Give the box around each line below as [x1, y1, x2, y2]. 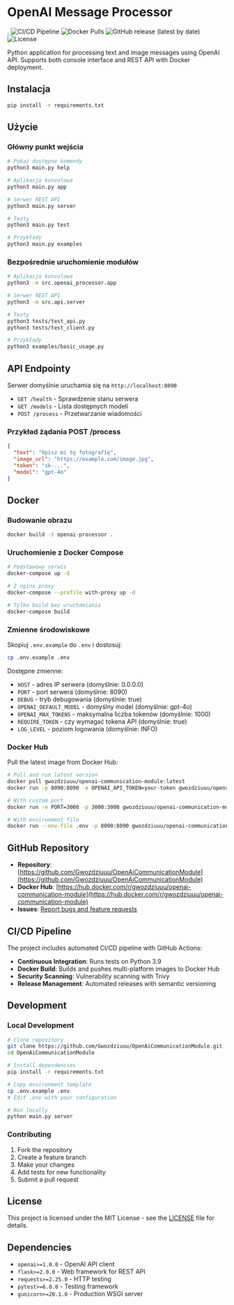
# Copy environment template [7, 1081, 92, 1088]
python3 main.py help [7, 165, 70, 172]
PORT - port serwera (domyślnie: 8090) [17, 687, 127, 696]
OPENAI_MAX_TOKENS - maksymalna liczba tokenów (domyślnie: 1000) [17, 710, 211, 718]
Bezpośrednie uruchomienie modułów [7, 257, 139, 267]
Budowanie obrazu [7, 515, 72, 525]
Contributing [7, 1130, 52, 1140]
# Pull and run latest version [7, 772, 98, 779]
